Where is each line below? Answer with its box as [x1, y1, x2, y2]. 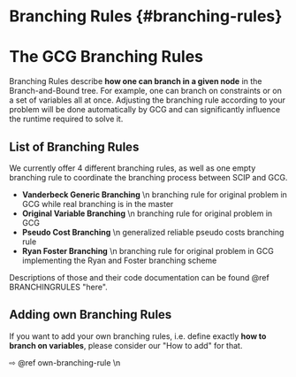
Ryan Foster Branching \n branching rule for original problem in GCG [21, 245, 274, 256]
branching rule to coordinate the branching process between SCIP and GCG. [9, 172, 288, 182]
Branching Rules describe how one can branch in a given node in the [9, 76, 262, 87]
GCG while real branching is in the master [21, 198, 174, 209]
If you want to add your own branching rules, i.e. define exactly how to [9, 330, 267, 342]
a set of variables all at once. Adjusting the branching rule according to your [9, 95, 285, 105]
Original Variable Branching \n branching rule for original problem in [21, 208, 273, 219]
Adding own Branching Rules [9, 307, 172, 322]
